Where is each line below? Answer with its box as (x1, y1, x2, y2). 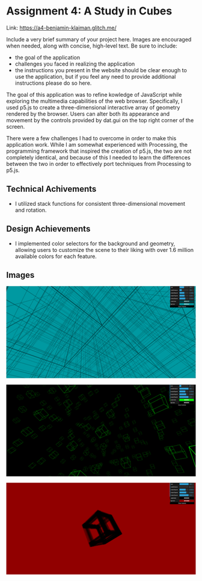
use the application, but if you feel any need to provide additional (14, 73, 176, 80)
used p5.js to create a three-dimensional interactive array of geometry (6, 103, 180, 111)
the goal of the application (14, 54, 80, 61)
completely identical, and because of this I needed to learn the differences (6, 153, 191, 161)
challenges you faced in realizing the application (14, 60, 135, 67)
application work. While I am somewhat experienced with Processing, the (6, 141, 188, 148)
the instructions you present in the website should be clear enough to (14, 66, 188, 73)
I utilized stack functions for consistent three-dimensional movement (14, 200, 185, 207)
